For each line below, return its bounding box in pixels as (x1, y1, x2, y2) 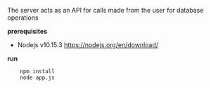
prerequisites (7, 27, 48, 35)
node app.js (20, 74, 55, 81)
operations (7, 13, 39, 22)
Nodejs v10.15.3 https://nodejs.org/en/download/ (17, 41, 159, 49)
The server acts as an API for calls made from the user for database (7, 6, 204, 14)
